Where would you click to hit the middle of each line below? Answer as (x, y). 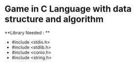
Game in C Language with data (68, 9)
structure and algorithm (54, 19)
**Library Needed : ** (27, 32)
